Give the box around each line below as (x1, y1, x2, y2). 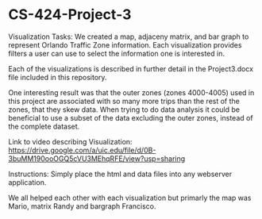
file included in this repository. (8, 72, 107, 82)
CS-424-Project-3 (8, 6, 132, 24)
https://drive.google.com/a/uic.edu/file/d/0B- (8, 145, 156, 155)
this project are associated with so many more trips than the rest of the (8, 96, 241, 106)
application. (8, 177, 47, 187)
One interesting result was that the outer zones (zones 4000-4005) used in (8, 87, 255, 97)
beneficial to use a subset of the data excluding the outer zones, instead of (8, 113, 253, 122)
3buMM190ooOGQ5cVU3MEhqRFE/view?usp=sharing (8, 153, 186, 163)
